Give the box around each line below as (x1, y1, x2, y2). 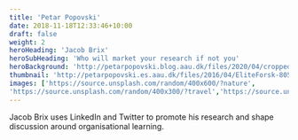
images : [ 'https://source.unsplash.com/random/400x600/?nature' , (9, 79, 255, 88)
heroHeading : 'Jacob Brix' (9, 46, 109, 55)
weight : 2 (9, 37, 46, 47)
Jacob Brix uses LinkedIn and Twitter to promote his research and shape (9, 112, 275, 122)
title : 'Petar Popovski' (9, 12, 101, 22)
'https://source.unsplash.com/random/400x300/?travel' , (9, 87, 220, 96)
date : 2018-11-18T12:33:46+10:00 (9, 21, 133, 30)
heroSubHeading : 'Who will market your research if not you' (9, 54, 240, 63)
